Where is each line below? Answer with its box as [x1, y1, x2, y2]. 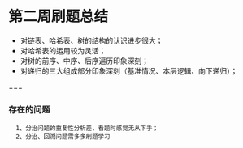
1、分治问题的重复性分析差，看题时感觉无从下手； [15, 125, 158, 133]
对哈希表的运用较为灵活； [20, 45, 106, 55]
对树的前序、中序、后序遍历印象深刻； [20, 56, 149, 66]
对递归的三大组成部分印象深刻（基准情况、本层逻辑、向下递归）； [20, 66, 238, 75]
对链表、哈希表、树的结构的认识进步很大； [20, 36, 163, 45]
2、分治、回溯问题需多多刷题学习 [15, 133, 111, 142]
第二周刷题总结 [8, 7, 109, 26]
